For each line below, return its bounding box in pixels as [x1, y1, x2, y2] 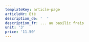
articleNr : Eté [5, 12, 36, 16]
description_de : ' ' [5, 16, 49, 21]
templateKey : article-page [5, 7, 60, 12]
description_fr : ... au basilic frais [5, 20, 84, 26]
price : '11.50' [5, 29, 36, 34]
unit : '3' [5, 25, 25, 30]
